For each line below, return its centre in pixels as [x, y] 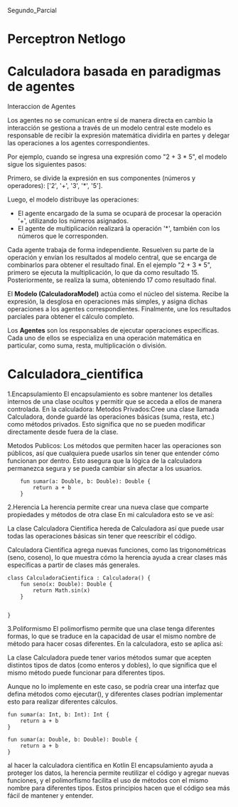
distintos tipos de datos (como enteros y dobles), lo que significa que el [112, 665]
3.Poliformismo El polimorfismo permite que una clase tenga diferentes [111, 629]
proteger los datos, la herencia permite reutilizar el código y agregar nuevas [118, 773]
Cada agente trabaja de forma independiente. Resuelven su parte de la [111, 250]
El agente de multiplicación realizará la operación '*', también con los [119, 229]
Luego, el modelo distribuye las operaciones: [73, 199]
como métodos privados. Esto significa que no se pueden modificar [107, 425]
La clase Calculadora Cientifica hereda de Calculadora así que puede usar [116, 529]
